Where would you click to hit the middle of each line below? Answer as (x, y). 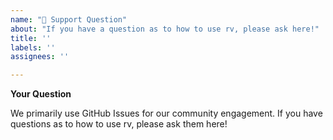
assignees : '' (40, 57)
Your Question (41, 94)
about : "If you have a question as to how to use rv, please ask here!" (165, 29)
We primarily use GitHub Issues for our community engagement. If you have (166, 113)
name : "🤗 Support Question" (69, 19)
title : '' (31, 38)
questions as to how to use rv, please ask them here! (119, 124)
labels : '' (33, 47)
